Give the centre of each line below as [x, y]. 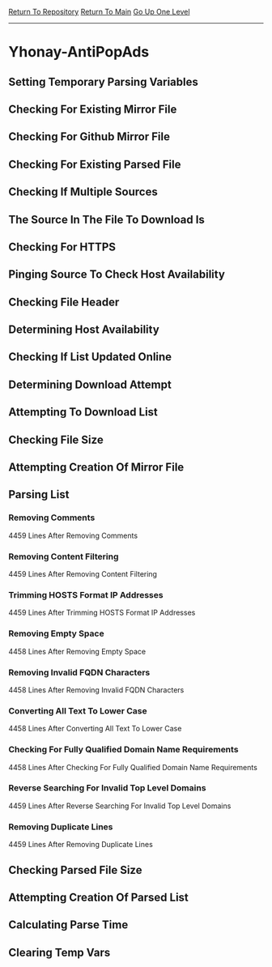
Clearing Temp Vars [59, 952]
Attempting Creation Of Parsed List [98, 897]
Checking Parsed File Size [75, 870]
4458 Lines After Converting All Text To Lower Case [95, 729]
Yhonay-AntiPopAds [79, 52]
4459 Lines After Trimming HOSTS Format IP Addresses [102, 613]
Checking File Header [64, 302]
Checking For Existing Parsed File [95, 164]
